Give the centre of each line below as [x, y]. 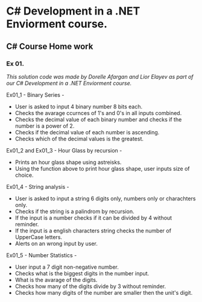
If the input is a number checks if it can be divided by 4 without [93, 218]
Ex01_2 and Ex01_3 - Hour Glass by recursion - [64, 150]
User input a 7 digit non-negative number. [67, 267]
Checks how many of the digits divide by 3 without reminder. [90, 286]
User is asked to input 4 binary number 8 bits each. [79, 107]
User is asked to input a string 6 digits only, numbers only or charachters [105, 199]
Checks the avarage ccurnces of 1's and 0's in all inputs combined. [98, 113]
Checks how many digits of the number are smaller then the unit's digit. [104, 292]
